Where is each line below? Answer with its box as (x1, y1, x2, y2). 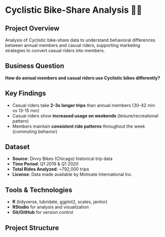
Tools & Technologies (5, 186, 72, 194)
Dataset (5, 143, 30, 151)
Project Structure (5, 224, 59, 232)
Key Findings (5, 89, 46, 98)
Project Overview (5, 24, 60, 33)
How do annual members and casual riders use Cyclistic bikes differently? (5, 75, 160, 81)
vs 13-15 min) (12, 107, 39, 113)
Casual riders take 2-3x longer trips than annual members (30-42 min (12, 102, 155, 108)
